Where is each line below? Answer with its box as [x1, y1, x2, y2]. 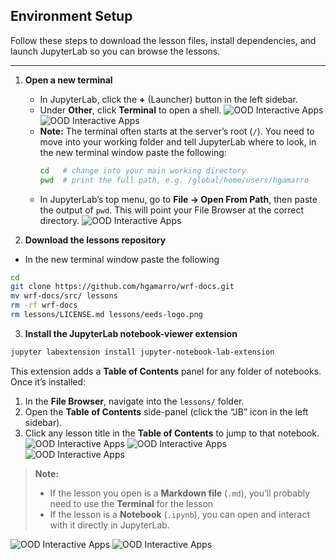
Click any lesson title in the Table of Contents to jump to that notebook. [24, 427, 320, 439]
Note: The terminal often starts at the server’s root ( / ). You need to [39, 125, 315, 137]
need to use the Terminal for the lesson [49, 497, 214, 509]
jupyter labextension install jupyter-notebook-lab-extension [10, 347, 275, 357]
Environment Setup [10, 8, 133, 25]
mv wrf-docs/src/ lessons [10, 291, 118, 301]
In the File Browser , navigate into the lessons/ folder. [24, 395, 245, 407]
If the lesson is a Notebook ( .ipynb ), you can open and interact [49, 508, 311, 520]
